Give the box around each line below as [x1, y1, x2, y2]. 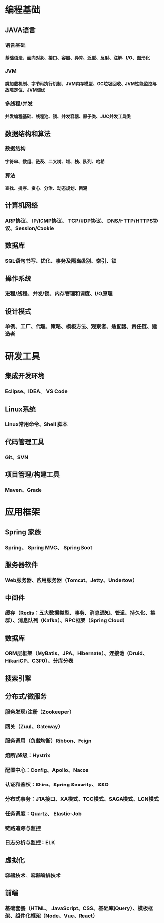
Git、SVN [5, 454, 29, 461]
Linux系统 [5, 405, 36, 413]
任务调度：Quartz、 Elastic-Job [5, 810, 82, 817]
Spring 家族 [5, 528, 41, 536]
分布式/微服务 [5, 692, 47, 701]
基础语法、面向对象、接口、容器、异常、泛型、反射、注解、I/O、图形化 [5, 55, 150, 61]
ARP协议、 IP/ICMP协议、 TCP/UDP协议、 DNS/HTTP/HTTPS [5, 217, 153, 224]
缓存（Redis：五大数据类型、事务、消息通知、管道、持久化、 [5, 609, 151, 616]
